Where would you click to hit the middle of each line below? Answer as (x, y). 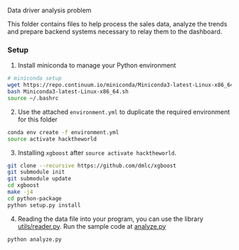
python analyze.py (34, 239)
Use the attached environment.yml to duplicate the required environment (123, 112)
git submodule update (39, 179)
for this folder (38, 119)
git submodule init (36, 172)
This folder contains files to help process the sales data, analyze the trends (117, 24)
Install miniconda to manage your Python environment (97, 65)
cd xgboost (23, 185)
